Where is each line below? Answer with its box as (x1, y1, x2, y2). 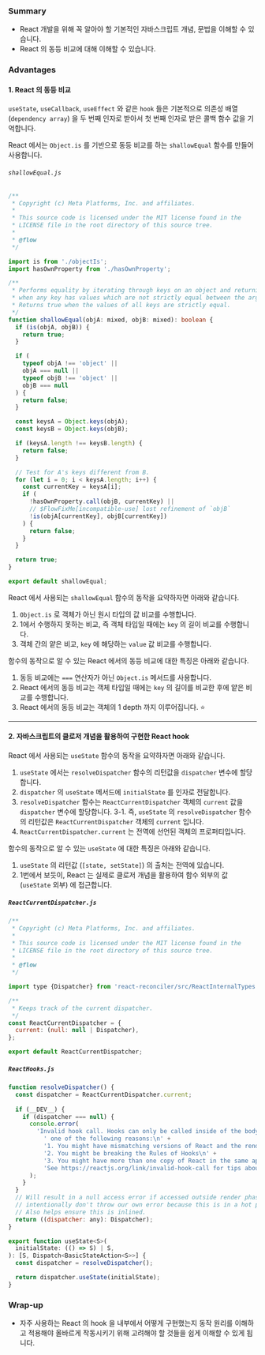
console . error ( (28, 1120, 80, 1128)
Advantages (8, 65, 57, 76)
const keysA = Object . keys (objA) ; (15, 418, 129, 426)
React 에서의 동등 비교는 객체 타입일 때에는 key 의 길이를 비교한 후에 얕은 (19, 682, 244, 692)
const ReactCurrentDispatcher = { (8, 1019, 122, 1027)
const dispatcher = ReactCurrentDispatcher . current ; (15, 1090, 192, 1098)
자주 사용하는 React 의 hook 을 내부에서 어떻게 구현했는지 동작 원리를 (19, 1319, 233, 1328)
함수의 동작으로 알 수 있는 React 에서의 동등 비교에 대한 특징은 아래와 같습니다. (8, 655, 250, 665)
